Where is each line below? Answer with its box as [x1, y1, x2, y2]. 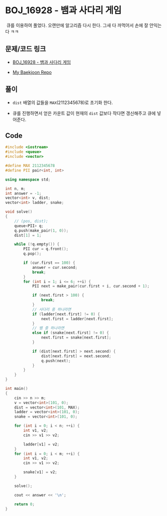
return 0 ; [14, 501, 35, 507]
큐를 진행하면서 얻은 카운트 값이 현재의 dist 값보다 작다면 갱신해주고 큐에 [12, 110, 156, 116]
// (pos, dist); [14, 218, 49, 223]
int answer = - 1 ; [5, 191, 42, 196]
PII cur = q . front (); [23, 247, 69, 252]
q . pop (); [23, 251, 42, 256]
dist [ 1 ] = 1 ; [14, 233, 42, 238]
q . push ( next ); [41, 358, 71, 363]
